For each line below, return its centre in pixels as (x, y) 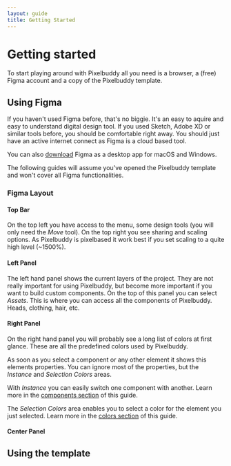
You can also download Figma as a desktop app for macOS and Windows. (112, 155)
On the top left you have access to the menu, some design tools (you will (110, 225)
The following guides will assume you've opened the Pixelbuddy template (111, 168)
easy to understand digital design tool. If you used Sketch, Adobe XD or (109, 127)
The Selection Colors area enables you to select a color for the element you (114, 408)
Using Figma (34, 102)
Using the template (49, 453)
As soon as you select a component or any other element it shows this (107, 360)
